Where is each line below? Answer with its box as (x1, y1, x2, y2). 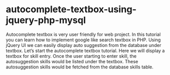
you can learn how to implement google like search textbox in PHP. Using (6, 37, 161, 43)
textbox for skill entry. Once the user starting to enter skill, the (6, 53, 137, 59)
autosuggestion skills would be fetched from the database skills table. (6, 64, 154, 70)
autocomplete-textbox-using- (6, 4, 137, 15)
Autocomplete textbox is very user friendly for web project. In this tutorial (6, 31, 161, 37)
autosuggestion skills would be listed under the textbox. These (6, 58, 138, 64)
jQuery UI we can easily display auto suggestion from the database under (6, 42, 161, 48)
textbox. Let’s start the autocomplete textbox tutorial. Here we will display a (6, 47, 165, 54)
